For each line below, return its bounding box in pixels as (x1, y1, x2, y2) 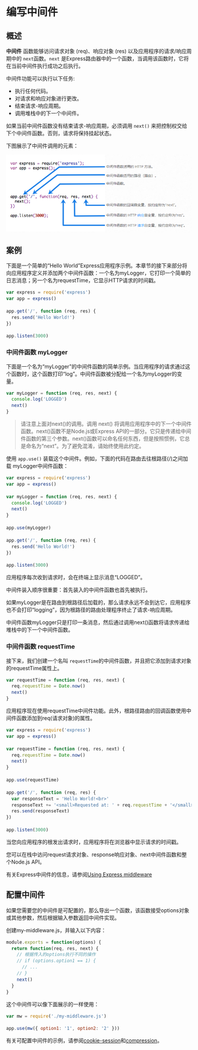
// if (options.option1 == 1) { (16, 958, 96, 964)
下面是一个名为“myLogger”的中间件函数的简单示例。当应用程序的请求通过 (6, 363, 186, 370)
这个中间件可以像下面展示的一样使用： (6, 1000, 99, 1007)
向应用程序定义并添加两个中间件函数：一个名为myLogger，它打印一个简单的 (6, 270, 191, 277)
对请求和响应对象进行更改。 (14, 95, 82, 102)
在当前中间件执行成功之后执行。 (6, 63, 84, 69)
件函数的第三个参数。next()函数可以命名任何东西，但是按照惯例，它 (20, 435, 185, 442)
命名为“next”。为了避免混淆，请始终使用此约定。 (25, 442, 144, 450)
